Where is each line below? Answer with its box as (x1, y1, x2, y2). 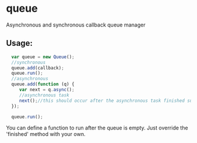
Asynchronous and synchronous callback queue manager (6, 21, 145, 28)
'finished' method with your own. (6, 131, 86, 138)
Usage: (6, 38, 33, 48)
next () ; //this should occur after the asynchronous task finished (19, 98, 185, 104)
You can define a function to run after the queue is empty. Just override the (6, 124, 189, 131)
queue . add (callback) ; (11, 65, 64, 71)
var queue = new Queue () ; (11, 54, 75, 60)
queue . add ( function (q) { (11, 81, 75, 87)
